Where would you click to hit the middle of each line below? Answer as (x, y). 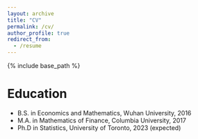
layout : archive (31, 14)
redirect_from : (29, 40)
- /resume (27, 46)
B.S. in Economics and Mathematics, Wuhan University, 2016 (104, 113)
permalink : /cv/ (31, 26)
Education (37, 94)
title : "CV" (24, 20)
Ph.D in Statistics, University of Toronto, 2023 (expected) (99, 128)
